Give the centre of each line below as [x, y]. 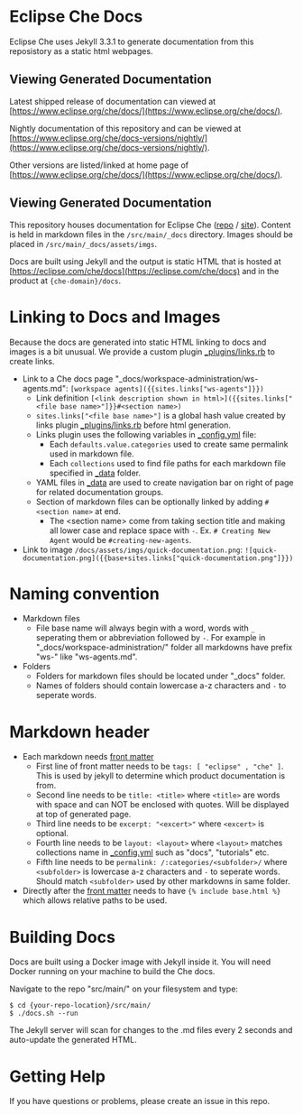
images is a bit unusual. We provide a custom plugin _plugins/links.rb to [142, 351]
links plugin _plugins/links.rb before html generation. [133, 425]
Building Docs [62, 937]
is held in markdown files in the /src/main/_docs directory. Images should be [151, 234]
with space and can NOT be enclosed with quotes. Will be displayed [162, 805]
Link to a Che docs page [68, 378]
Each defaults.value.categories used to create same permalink [169, 444]
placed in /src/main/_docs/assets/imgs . [83, 244]
